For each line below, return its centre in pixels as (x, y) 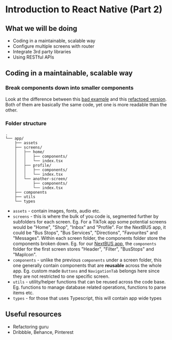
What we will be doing (41, 29)
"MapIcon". (25, 254)
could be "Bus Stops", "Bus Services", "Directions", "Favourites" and (85, 233)
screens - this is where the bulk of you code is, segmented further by (86, 216)
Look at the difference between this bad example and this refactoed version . (86, 99)
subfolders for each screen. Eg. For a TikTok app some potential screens (90, 221)
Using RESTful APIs (33, 57)
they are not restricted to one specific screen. (61, 276)
